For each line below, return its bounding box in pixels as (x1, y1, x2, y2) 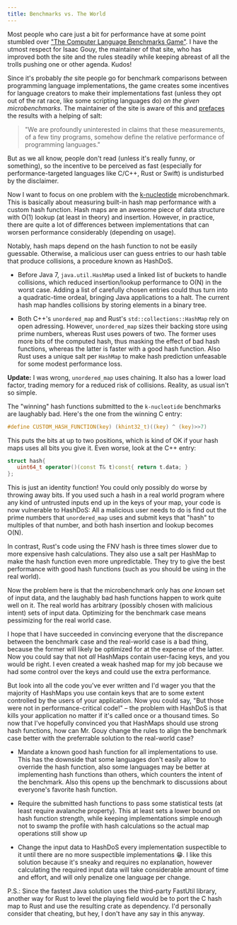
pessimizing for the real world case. (7, 616, 112, 624)
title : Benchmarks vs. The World (7, 10, 106, 18)
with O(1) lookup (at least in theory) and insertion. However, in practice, (7, 213, 215, 221)
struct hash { (7, 457, 46, 464)
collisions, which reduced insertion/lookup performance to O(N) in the (17, 278, 222, 286)
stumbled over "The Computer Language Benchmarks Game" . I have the (7, 37, 218, 46)
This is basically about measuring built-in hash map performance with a (7, 198, 216, 206)
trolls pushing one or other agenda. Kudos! (7, 60, 132, 68)
